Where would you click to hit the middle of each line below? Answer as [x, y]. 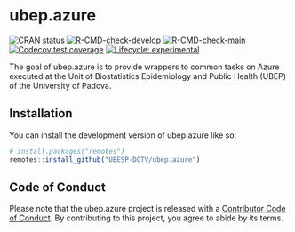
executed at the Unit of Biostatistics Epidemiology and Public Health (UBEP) [148, 76]
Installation [41, 113]
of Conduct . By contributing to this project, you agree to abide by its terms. [147, 218]
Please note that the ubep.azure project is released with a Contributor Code [147, 209]
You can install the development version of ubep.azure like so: [123, 135]
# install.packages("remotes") [67, 151]
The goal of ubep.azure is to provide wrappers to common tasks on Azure [144, 67]
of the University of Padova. [60, 85]
